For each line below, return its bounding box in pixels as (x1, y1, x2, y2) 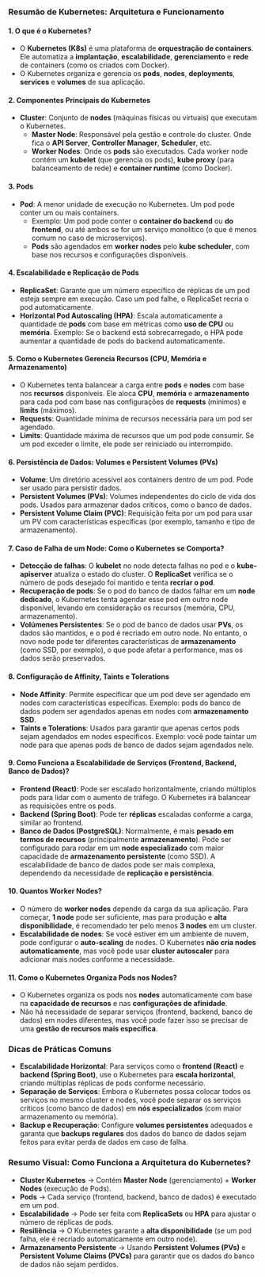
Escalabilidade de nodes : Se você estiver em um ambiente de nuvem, (19, 929, 249, 939)
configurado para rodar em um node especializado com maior (19, 843, 224, 852)
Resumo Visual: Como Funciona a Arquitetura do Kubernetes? (8, 1157, 252, 1168)
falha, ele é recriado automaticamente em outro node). (19, 1234, 198, 1244)
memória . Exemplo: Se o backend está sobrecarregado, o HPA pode (19, 327, 244, 337)
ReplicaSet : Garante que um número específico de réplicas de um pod (19, 285, 251, 295)
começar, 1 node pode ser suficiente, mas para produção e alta (19, 912, 227, 921)
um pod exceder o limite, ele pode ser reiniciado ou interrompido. (19, 439, 233, 448)
